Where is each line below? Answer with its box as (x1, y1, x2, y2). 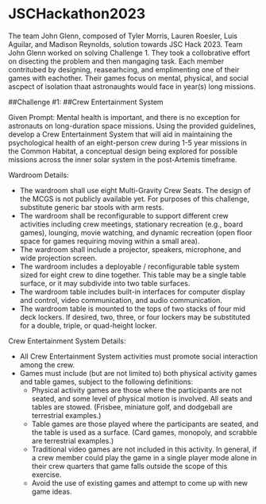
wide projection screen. (19, 253, 98, 262)
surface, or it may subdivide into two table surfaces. (19, 278, 191, 288)
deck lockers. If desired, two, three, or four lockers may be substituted (19, 312, 250, 322)
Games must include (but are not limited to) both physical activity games (19, 368, 257, 378)
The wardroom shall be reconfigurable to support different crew (19, 211, 229, 220)
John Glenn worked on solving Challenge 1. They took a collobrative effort (8, 48, 250, 57)
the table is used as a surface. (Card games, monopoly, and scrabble (31, 427, 258, 437)
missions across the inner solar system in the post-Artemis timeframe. (8, 154, 237, 164)
